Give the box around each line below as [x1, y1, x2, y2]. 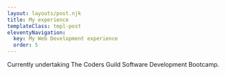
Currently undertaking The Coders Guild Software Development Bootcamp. [7, 61, 220, 68]
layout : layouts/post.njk [7, 10, 81, 17]
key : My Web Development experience [13, 35, 118, 42]
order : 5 [13, 42, 38, 48]
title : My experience [7, 16, 69, 23]
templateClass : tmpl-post [7, 22, 81, 29]
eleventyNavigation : [7, 29, 67, 36]
